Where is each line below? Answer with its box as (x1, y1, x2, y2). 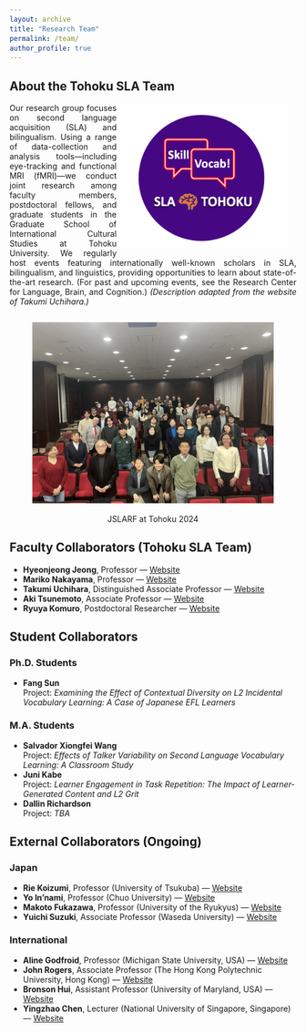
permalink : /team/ (9, 34, 79, 43)
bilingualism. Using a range (9, 132, 117, 143)
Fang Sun (22, 677, 60, 688)
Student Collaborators (9, 629, 138, 645)
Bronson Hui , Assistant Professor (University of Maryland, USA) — (22, 984, 273, 995)
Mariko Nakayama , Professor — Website (22, 574, 178, 585)
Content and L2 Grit (65, 788, 139, 799)
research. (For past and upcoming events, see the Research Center (37, 277, 297, 288)
